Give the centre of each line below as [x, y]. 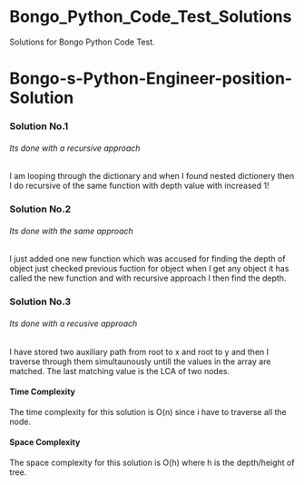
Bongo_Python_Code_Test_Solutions [151, 17]
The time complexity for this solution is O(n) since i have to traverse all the [148, 411]
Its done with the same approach [71, 231]
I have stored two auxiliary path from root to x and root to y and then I [139, 351]
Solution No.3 [40, 302]
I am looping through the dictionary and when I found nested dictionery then [152, 176]
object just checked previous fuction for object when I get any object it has [149, 269]
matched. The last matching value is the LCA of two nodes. [119, 371]
